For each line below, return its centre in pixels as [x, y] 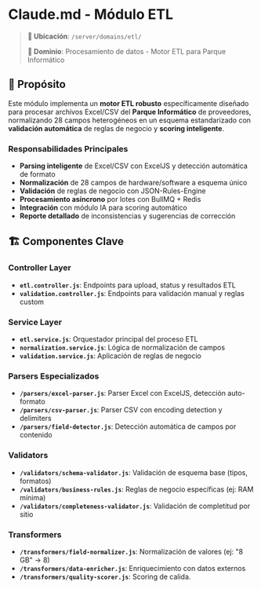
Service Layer [35, 322]
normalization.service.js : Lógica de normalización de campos [122, 348]
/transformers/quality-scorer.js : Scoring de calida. [105, 576]
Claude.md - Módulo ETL [91, 15]
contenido [36, 435]
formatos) [35, 481]
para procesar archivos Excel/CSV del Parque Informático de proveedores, [130, 112]
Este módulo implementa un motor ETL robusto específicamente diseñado [129, 103]
